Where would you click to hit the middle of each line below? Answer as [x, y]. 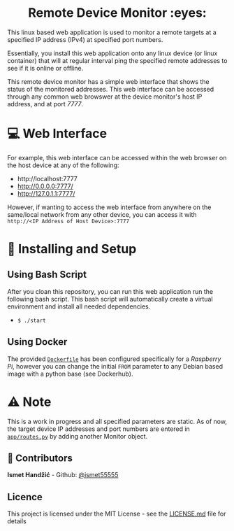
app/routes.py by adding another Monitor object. [78, 436]
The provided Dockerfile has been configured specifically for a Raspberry [114, 359]
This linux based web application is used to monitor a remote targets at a [112, 32]
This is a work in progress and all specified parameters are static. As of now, [117, 421]
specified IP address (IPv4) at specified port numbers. [85, 39]
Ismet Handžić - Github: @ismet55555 [63, 475]
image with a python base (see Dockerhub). [70, 374]
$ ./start [32, 320]
